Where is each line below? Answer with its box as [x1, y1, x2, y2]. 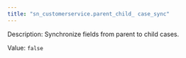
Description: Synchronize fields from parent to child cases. [7, 30, 180, 38]
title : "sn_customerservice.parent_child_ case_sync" [7, 10, 170, 18]
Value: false [7, 43, 44, 52]
